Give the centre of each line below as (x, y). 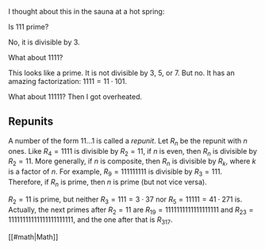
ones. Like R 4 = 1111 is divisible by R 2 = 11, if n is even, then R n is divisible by (133, 152)
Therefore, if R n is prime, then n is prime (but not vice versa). (108, 183)
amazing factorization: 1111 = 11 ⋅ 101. (68, 81)
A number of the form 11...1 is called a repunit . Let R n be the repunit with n (128, 142)
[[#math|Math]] (33, 237)
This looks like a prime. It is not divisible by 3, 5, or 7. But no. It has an (122, 73)
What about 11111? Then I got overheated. (75, 97)
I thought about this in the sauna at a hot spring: (86, 11)
